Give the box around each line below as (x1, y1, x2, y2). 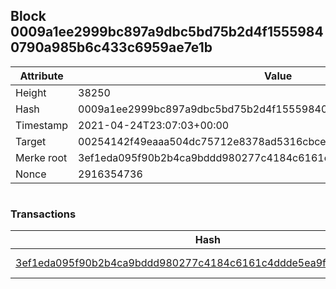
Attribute (19, 69, 64, 83)
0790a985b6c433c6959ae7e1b (10, 39, 213, 56)
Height (15, 85, 47, 99)
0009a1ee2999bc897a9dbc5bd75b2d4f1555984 (10, 24, 324, 41)
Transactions (10, 207, 77, 221)
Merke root (15, 150, 68, 164)
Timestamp (15, 118, 69, 132)
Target (15, 134, 47, 148)
